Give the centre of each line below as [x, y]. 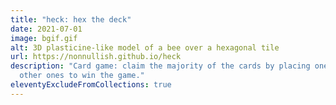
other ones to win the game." [82, 76]
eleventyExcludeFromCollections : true [91, 85]
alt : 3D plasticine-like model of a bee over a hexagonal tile [145, 47]
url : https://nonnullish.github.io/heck [96, 57]
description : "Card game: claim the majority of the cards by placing [160, 66]
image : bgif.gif [44, 38]
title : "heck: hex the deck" [71, 19]
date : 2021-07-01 [46, 29]
